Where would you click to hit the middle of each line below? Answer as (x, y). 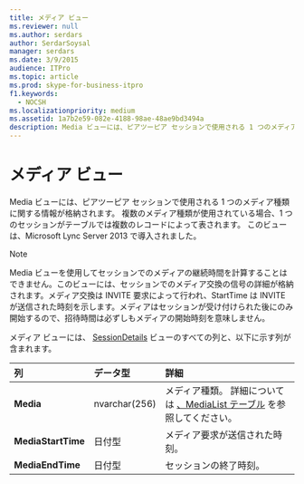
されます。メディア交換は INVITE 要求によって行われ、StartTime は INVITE (147, 295)
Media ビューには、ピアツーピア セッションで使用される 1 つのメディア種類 (150, 201)
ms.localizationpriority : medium (72, 111)
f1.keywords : (34, 93)
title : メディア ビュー (49, 18)
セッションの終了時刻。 (215, 465)
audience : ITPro (40, 69)
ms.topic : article (44, 77)
